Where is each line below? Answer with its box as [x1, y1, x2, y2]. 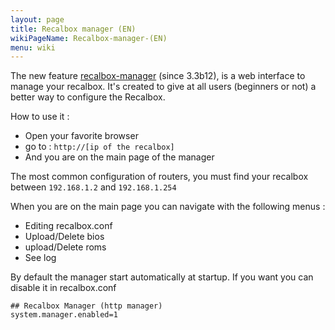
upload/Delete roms [24, 241, 107, 253]
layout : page [10, 14, 65, 25]
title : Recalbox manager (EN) [10, 24, 137, 34]
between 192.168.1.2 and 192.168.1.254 [10, 181, 177, 193]
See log [24, 252, 57, 264]
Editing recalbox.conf [24, 220, 113, 232]
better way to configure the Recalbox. [10, 91, 166, 103]
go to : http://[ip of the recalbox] [24, 141, 175, 153]
